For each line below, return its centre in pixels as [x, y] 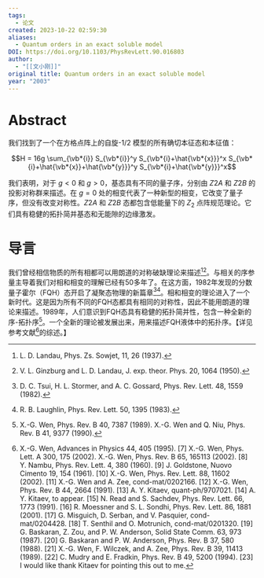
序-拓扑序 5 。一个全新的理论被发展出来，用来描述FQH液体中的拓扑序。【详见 [130, 322]
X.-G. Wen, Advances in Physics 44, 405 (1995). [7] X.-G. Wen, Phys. [132, 448]
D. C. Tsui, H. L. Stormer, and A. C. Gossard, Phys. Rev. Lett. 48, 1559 [131, 385]
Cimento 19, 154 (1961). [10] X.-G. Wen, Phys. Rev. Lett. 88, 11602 [125, 473]
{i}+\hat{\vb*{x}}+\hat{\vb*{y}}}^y [83, 167]
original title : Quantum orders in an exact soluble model [107, 74]
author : [21, 60]
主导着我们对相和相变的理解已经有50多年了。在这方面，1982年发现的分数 [134, 282]
